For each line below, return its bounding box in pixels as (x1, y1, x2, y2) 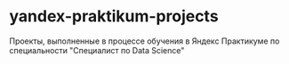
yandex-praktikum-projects (9, 6, 220, 27)
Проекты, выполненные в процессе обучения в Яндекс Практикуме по (9, 36, 280, 46)
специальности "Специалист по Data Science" (9, 44, 185, 55)
